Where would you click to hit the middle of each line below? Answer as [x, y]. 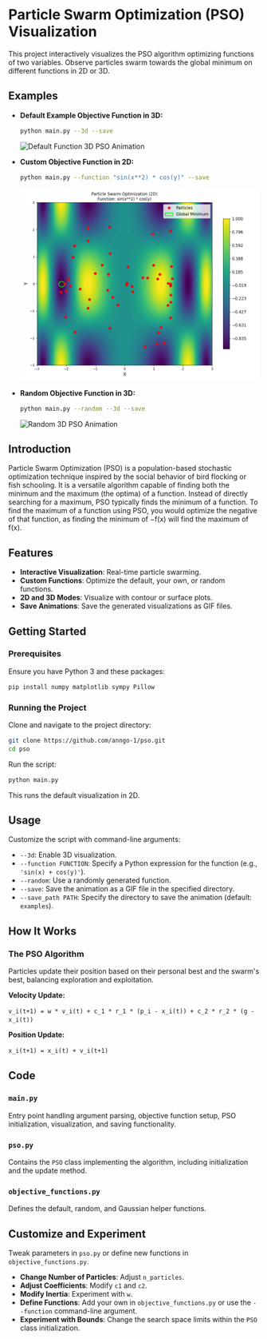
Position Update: [37, 1035]
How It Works [43, 931]
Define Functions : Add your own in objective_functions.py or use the [135, 1303]
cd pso [19, 749]
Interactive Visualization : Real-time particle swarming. [110, 572]
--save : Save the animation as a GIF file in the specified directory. [127, 889]
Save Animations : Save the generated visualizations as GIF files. [126, 606]
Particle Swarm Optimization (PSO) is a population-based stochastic [120, 468]
